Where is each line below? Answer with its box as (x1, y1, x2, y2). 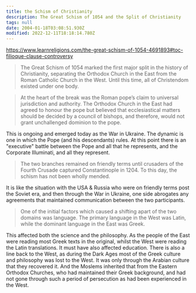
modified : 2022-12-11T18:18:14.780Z (6, 30, 95, 36)
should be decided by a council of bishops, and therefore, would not (20, 113, 185, 120)
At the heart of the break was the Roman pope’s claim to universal (20, 94, 179, 101)
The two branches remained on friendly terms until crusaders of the (20, 161, 184, 168)
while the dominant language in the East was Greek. (20, 220, 145, 227)
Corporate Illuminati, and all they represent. (6, 149, 110, 156)
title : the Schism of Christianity (6, 8, 93, 15)
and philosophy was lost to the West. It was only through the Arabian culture (6, 257, 190, 264)
